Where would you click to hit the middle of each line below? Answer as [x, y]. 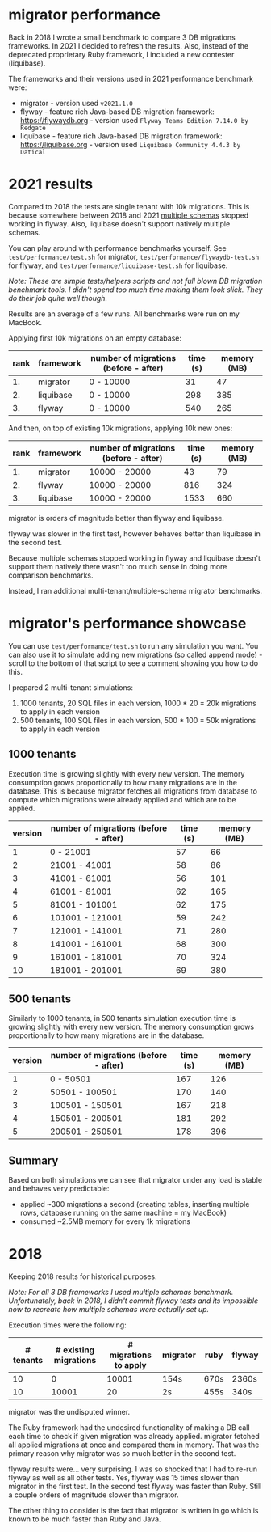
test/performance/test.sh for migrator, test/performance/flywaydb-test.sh [134, 256]
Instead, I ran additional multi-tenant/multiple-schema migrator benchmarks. [135, 590]
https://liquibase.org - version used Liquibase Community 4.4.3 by [130, 144]
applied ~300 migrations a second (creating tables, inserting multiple [135, 1204]
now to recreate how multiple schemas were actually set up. [109, 1310]
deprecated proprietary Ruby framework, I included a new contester [121, 54]
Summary [33, 1160]
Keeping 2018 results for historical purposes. [83, 1276]
